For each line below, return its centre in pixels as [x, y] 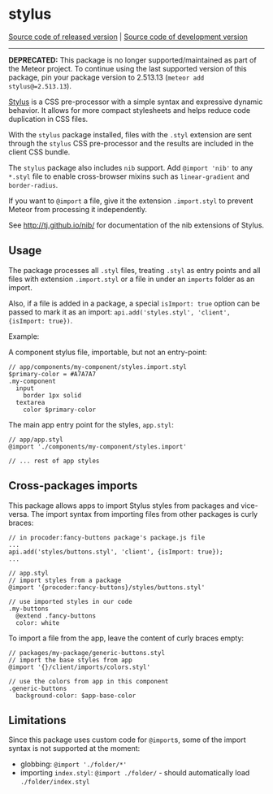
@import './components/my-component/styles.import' [97, 447]
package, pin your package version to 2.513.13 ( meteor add [106, 77]
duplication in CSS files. [48, 119]
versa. [19, 514]
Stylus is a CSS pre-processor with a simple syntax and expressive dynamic [136, 102]
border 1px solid [52, 395]
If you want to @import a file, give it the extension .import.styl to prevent [131, 201]
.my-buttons [28, 609]
